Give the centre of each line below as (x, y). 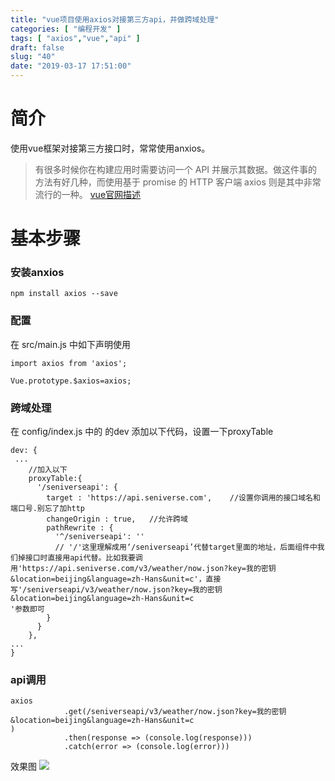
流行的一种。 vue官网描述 (88, 194)
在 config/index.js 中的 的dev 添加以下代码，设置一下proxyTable (142, 432)
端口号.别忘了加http (48, 509)
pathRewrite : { (80, 528)
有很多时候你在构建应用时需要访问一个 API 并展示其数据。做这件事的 (176, 169)
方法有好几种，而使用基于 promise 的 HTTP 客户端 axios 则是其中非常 (178, 182)
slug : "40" (33, 57)
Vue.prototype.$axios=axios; (71, 381)
